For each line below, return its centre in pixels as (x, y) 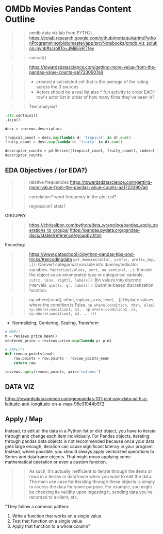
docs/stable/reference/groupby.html (65, 235)
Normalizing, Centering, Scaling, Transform (55, 323)
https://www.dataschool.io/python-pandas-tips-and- (82, 254)
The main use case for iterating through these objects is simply (92, 482)
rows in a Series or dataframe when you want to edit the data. (91, 476)
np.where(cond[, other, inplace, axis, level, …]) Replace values (91, 299)
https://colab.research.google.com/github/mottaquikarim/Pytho (92, 38)
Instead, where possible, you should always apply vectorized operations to (80, 451)
